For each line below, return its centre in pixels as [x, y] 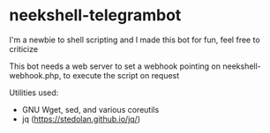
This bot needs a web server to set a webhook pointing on [115, 66]
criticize [23, 48]
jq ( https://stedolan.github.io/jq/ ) [81, 119]
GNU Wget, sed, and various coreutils [90, 109]
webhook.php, [35, 75]
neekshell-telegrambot [95, 15]
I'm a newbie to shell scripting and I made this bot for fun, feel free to [135, 40]
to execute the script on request [121, 75]
